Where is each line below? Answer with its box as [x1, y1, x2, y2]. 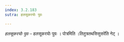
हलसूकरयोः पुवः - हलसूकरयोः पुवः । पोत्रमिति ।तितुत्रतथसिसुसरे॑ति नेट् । [5, 30, 120, 36]
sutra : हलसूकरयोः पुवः [5, 12, 43, 17]
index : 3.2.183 [5, 7, 37, 13]
